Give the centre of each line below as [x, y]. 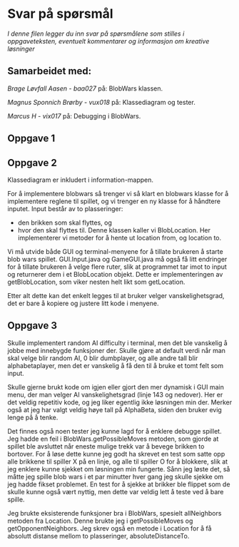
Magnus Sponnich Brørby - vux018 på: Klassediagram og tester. [102, 102]
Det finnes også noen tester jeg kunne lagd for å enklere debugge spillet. [115, 431]
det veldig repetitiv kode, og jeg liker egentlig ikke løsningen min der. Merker [120, 402]
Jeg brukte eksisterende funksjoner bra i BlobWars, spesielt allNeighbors [115, 513]
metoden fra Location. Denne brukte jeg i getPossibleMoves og [100, 521]
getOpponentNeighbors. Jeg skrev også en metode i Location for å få [110, 528]
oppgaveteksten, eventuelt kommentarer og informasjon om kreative [108, 41]
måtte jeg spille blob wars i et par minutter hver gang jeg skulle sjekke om [116, 476]
